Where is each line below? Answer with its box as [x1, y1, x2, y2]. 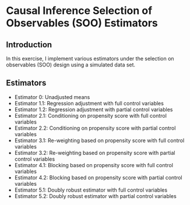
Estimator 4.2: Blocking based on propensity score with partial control [14, 174, 182, 181]
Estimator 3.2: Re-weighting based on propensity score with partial [14, 149, 175, 156]
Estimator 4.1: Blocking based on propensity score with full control [14, 161, 174, 168]
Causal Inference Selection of [6, 4, 153, 17]
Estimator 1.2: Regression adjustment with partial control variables [14, 106, 173, 113]
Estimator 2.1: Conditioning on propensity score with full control [14, 112, 167, 119]
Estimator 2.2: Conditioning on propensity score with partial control [14, 124, 176, 132]
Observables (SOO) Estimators [6, 16, 159, 30]
